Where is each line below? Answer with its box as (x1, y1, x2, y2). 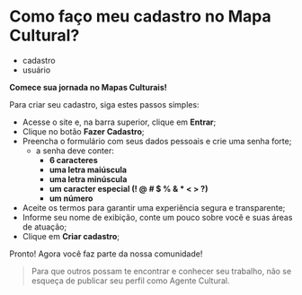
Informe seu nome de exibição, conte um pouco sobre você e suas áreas (22, 212, 293, 222)
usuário (22, 65, 51, 75)
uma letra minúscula (49, 173, 128, 185)
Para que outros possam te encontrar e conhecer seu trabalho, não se (31, 265, 292, 276)
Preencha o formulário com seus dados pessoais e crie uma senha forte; (22, 135, 292, 146)
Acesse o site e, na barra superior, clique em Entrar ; (22, 117, 217, 127)
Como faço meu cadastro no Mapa (9, 6, 271, 27)
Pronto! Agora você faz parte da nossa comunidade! (9, 248, 203, 259)
